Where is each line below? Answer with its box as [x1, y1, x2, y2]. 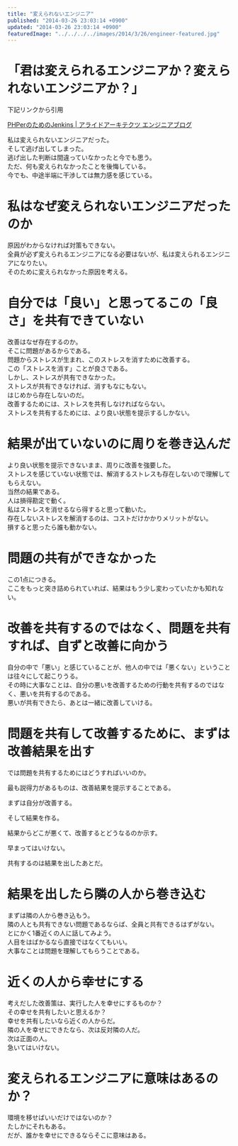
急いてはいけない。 [7, 1043, 64, 1052]
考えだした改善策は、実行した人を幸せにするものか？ [7, 998, 163, 1007]
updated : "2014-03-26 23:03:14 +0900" [7, 23, 122, 30]
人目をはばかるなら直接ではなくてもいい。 [7, 938, 131, 946]
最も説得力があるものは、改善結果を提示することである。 [7, 783, 175, 791]
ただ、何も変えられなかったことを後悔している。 [7, 162, 150, 171]
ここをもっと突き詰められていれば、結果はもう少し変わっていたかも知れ [7, 584, 218, 592]
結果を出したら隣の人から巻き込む [7, 886, 207, 902]
